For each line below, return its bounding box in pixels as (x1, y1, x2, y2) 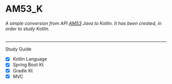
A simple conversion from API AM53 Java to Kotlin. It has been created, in (5, 20, 162, 26)
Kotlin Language (12, 56, 48, 62)
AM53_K (5, 3, 43, 15)
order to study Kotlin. (5, 25, 50, 32)
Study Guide (5, 46, 32, 52)
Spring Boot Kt (12, 62, 44, 68)
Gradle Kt (12, 67, 33, 74)
